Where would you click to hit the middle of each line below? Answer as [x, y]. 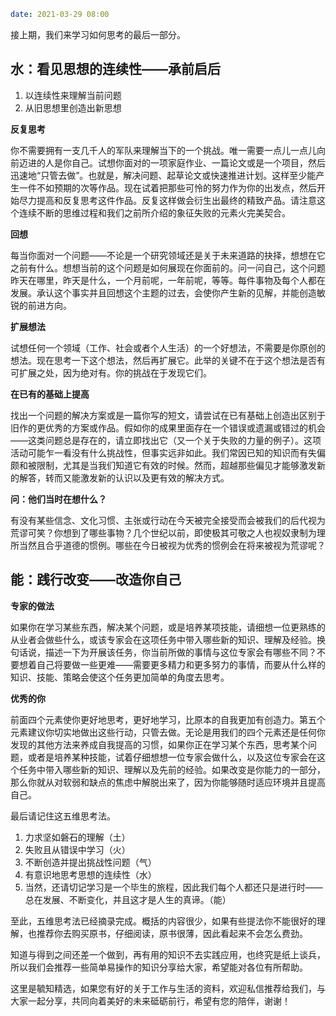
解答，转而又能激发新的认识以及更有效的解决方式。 [124, 477]
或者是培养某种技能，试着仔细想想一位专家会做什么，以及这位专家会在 [172, 757]
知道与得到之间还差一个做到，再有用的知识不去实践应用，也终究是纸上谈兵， [168, 954]
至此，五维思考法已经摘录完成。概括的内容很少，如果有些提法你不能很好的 [163, 921]
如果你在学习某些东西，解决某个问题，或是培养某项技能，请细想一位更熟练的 [168, 627]
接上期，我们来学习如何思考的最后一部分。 [98, 34]
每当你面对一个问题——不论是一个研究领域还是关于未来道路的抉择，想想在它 [168, 255]
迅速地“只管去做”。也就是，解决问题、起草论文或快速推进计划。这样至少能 [163, 175]
